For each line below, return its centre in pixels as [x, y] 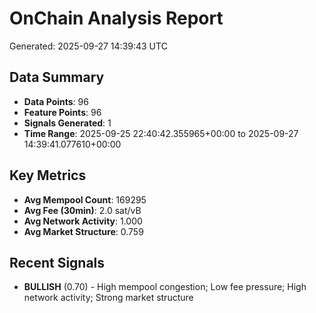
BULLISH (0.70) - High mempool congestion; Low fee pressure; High [165, 287]
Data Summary [57, 77]
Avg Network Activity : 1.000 [83, 221]
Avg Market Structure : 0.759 [83, 231]
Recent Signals [57, 262]
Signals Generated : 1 [67, 123]
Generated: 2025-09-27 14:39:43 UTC [88, 46]
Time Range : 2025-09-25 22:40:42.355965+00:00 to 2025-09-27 [161, 133]
